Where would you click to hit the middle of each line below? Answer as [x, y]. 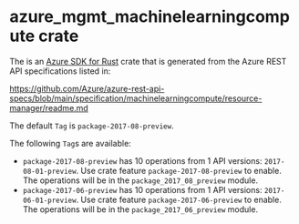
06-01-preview [49, 200]
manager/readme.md [49, 107]
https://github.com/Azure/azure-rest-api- [87, 88]
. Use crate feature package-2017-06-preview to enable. [179, 199]
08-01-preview [49, 171]
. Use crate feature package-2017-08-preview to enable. [179, 170]
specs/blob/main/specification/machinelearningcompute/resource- [136, 98]
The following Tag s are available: [71, 143]
